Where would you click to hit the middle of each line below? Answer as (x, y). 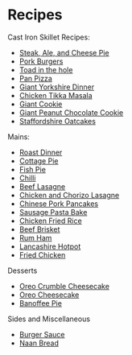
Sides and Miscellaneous (49, 319)
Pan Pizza (36, 78)
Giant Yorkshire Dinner (56, 87)
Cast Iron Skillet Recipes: (49, 37)
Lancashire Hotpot (50, 246)
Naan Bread (39, 343)
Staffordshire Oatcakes (57, 121)
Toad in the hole (46, 69)
